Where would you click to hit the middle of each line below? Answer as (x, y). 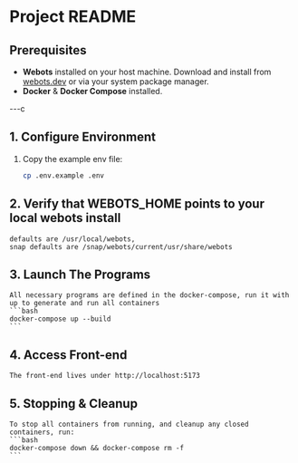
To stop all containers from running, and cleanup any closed (129, 424)
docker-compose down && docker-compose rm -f (96, 448)
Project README (73, 17)
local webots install (65, 218)
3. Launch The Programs (80, 274)
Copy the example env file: (72, 159)
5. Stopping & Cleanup (74, 404)
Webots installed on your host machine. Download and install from (147, 72)
